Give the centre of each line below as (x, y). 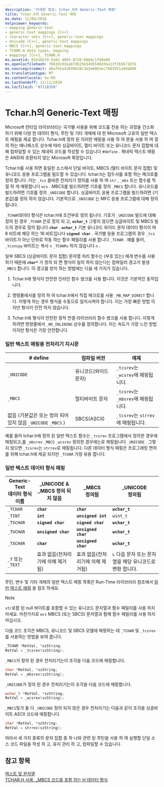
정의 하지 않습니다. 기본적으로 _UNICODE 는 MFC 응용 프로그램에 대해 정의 (89, 199)
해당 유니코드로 (139, 562)
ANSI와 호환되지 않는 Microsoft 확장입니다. (51, 158)
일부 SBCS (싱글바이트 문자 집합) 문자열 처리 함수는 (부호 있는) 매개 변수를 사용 (80, 256)
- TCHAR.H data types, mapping (37, 50)
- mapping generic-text (29, 28)
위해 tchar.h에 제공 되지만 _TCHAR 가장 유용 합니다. (58, 454)
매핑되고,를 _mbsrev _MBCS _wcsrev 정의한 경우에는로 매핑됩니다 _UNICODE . (76, 441)
